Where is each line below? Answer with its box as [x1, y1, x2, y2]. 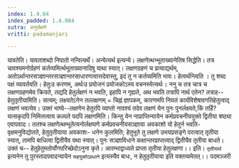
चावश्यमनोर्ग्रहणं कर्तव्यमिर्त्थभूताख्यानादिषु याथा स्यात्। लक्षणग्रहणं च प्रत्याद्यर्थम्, [7, 64, 179, 73]
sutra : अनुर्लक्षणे [7, 23, 47, 31]
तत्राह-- [206, 88, 224, 97]
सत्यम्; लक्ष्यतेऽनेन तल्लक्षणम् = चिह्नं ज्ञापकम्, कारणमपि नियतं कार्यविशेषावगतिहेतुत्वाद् [42, 96, 230, 105]
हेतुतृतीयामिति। [7, 96, 41, 105]
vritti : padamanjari [7, 30, 69, 38]
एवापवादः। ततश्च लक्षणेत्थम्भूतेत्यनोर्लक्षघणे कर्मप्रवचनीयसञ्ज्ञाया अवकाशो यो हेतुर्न [7, 120, 185, 129]
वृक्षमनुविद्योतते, [7, 128, 41, 137]
